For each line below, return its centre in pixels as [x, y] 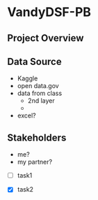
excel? [26, 115]
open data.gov [38, 86]
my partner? [35, 162]
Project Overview [46, 38]
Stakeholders [37, 137]
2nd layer [41, 101]
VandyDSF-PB [49, 12]
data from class [40, 93]
